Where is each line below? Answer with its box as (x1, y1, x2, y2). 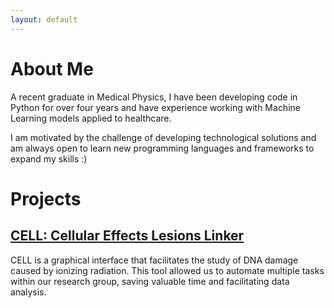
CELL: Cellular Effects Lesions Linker (10, 227, 245, 245)
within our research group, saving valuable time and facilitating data (10, 275, 290, 287)
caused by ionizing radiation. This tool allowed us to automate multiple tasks (10, 264, 325, 276)
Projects (10, 187, 82, 210)
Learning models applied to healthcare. (10, 112, 172, 124)
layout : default (10, 14, 78, 25)
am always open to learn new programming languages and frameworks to (10, 142, 315, 154)
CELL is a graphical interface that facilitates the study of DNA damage (10, 254, 299, 266)
